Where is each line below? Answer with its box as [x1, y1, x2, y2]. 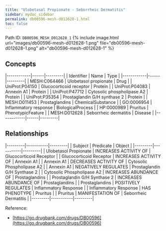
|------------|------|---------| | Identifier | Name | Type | [5, 73, 120, 79]
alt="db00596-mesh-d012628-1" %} [39, 45, 114, 51]
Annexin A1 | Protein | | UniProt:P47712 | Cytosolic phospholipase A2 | [5, 89, 148, 95]
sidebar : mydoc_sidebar [5, 12, 55, 17]
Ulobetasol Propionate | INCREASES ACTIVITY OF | [46, 148, 151, 154]
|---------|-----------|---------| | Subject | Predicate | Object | [5, 143, 132, 149]
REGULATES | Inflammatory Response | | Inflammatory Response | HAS [5, 185, 151, 191]
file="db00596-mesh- [99, 40, 145, 46]
